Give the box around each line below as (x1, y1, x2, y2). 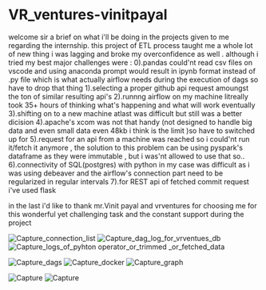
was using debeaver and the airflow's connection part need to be (8, 168, 224, 178)
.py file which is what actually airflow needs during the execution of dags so (8, 75, 259, 84)
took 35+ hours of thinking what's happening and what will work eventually (8, 100, 256, 110)
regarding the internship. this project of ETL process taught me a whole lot (8, 40, 253, 50)
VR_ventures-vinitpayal (8, 6, 168, 24)
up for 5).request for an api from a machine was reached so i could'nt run (8, 134, 250, 143)
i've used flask (8, 185, 57, 195)
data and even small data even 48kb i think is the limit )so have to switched (8, 126, 256, 135)
